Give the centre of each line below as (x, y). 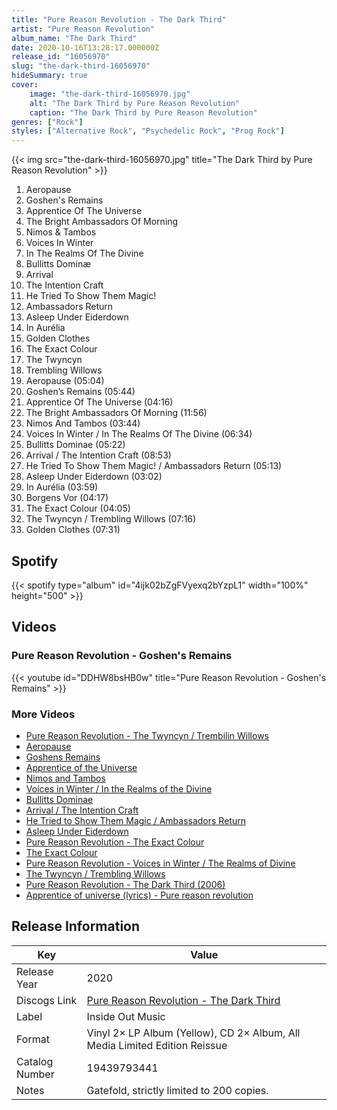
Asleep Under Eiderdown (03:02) (94, 477)
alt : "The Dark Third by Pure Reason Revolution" (135, 103)
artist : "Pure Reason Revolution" (83, 29)
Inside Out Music (126, 1016)
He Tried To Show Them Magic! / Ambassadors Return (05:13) (154, 466)
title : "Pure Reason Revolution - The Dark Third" (119, 19)
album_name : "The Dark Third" (74, 38)
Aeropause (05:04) (65, 381)
